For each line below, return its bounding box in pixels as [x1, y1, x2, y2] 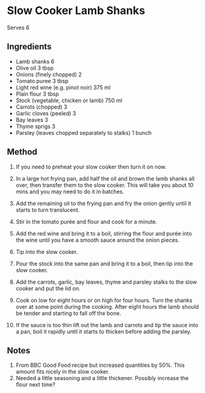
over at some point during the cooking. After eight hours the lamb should [15, 303, 199, 310]
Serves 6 [7, 24, 30, 31]
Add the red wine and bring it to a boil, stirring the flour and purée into [15, 229, 192, 237]
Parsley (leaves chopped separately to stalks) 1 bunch [15, 129, 152, 136]
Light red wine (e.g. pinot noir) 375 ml [15, 84, 110, 91]
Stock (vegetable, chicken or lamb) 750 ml [15, 96, 123, 104]
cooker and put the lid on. [15, 284, 81, 292]
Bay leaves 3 [15, 116, 48, 123]
